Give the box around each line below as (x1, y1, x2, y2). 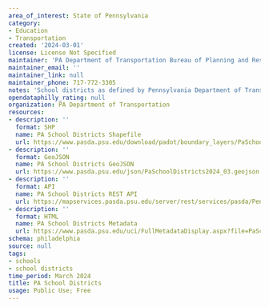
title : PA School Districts (8, 279, 102, 288)
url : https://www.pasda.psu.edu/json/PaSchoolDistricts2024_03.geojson (15, 168, 260, 176)
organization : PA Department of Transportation (8, 101, 171, 109)
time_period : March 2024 (8, 272, 91, 280)
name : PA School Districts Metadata (15, 220, 138, 228)
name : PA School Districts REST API (15, 189, 138, 198)
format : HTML (15, 213, 59, 221)
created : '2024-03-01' (8, 42, 84, 50)
